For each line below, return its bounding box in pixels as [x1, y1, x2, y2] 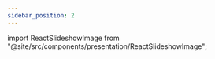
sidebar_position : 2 [7, 11, 76, 20]
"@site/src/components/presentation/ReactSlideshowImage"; [7, 41, 208, 51]
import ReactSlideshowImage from [7, 33, 120, 42]
